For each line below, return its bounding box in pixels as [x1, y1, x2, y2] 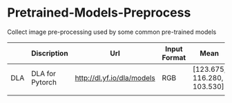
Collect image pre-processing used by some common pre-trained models [7, 28, 217, 36]
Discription [30, 48, 68, 58]
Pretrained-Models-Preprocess [7, 5, 191, 21]
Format [162, 53, 186, 62]
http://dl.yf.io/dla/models [75, 73, 155, 82]
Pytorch [30, 77, 57, 87]
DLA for [30, 68, 57, 78]
